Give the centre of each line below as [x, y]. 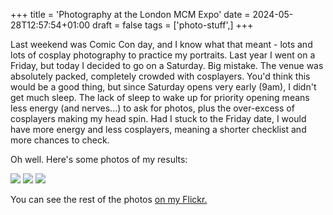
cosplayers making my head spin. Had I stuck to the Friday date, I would [158, 118]
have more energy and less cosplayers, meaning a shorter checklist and [158, 129]
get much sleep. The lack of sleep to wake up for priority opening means [160, 97]
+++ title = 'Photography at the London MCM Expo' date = [130, 14]
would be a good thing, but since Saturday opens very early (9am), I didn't [163, 87]
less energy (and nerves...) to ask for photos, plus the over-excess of [152, 108]
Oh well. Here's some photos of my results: [99, 159]
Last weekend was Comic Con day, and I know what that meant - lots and [161, 44]
